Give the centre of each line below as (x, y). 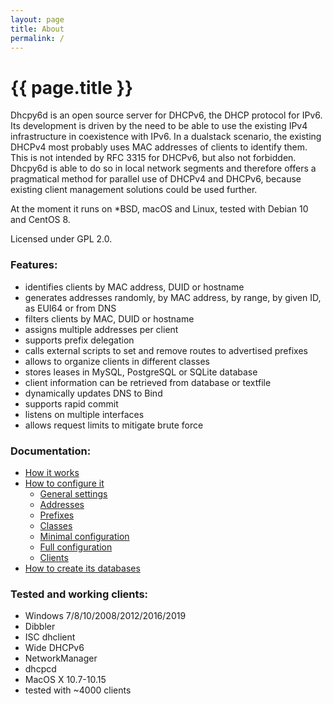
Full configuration (76, 547)
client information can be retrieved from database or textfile (148, 382)
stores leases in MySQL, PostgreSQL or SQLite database (141, 372)
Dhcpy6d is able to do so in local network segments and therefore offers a (163, 168)
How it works (52, 472)
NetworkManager (61, 658)
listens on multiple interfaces (84, 414)
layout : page (37, 19)
